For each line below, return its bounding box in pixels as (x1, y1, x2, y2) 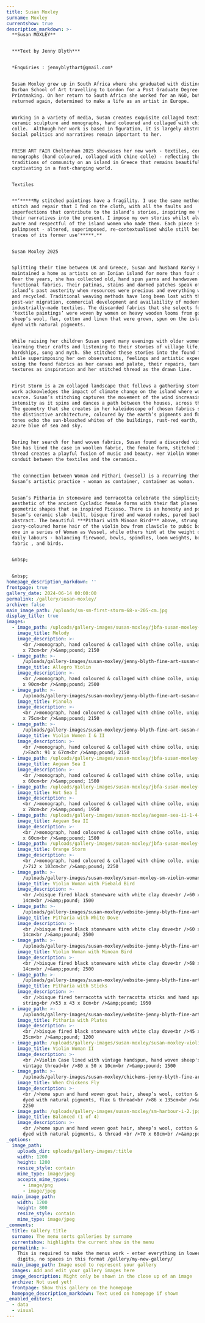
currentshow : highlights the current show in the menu (12, 1239, 154, 1245)
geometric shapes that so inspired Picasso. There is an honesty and (12, 506, 192, 512)
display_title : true (6, 613, 59, 619)
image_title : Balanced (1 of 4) (17, 1114, 99, 1120)
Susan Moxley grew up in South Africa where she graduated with (12, 81, 179, 87)
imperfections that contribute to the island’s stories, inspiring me (12, 209, 195, 216)
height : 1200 (17, 1160, 51, 1166)
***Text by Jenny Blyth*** (12, 48, 81, 54)
